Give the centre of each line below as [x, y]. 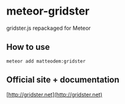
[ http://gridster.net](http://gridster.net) [54, 94]
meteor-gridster [48, 11]
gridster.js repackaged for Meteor [49, 28]
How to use [28, 47]
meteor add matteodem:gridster [46, 61]
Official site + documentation [63, 80]
